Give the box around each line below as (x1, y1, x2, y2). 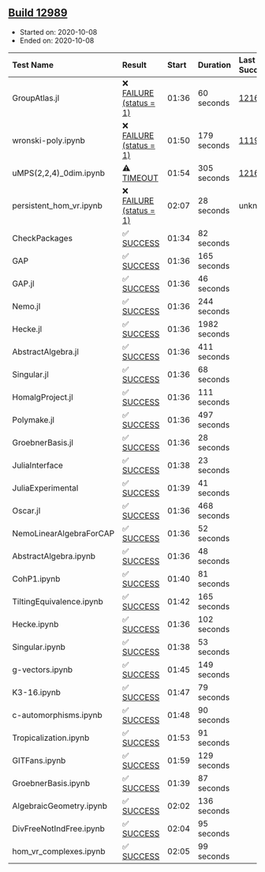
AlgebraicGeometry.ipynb (12, 800, 108, 811)
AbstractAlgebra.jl (12, 346, 79, 357)
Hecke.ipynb (12, 618, 59, 630)
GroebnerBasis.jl (12, 437, 73, 448)
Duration (197, 59, 231, 70)
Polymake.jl (12, 414, 55, 425)
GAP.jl (12, 278, 35, 289)
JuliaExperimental (12, 482, 79, 493)
